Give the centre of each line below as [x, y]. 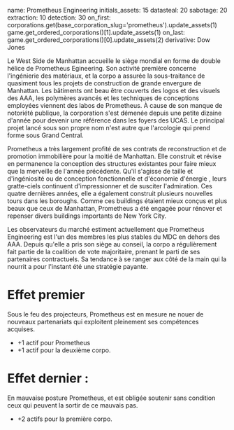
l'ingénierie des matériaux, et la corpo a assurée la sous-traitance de [106, 76]
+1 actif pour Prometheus [54, 342]
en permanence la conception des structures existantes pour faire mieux [112, 164]
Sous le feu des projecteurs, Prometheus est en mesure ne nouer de [105, 314]
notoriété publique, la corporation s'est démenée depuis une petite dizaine [115, 113]
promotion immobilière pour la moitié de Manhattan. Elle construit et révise [115, 156]
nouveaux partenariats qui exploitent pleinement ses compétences [103, 321]
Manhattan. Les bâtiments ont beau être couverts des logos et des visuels [114, 91]
